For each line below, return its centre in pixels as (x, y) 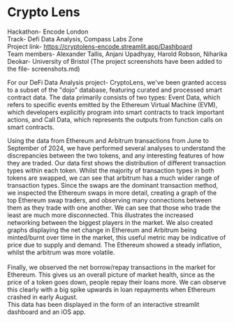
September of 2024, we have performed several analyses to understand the (116, 148)
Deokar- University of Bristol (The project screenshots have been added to (115, 61)
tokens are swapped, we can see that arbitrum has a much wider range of (114, 178)
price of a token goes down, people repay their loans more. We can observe (117, 282)
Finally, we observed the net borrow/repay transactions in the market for (111, 267)
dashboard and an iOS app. (46, 312)
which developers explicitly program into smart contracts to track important (116, 112)
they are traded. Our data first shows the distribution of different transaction (116, 163)
